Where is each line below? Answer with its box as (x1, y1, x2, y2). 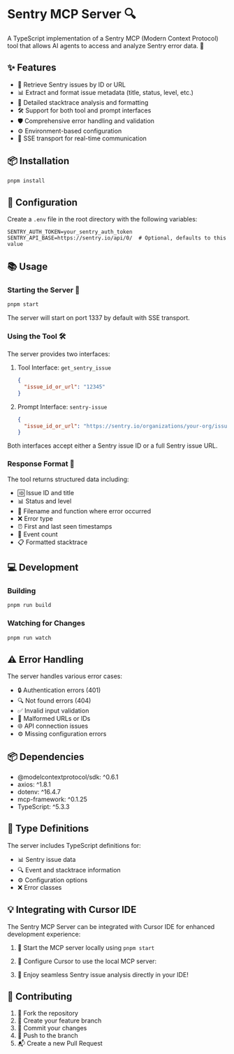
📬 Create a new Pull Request (17, 1039, 103, 1048)
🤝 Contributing (7, 990, 73, 1003)
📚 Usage (7, 261, 48, 272)
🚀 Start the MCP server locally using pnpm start (17, 943, 155, 951)
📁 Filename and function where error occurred (17, 506, 152, 515)
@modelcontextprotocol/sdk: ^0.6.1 (17, 773, 119, 782)
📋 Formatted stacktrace (17, 538, 88, 546)
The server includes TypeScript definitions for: (7, 841, 141, 849)
